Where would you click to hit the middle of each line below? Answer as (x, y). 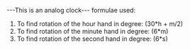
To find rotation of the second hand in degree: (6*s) (92, 39)
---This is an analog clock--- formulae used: (71, 10)
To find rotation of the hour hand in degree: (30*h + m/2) (100, 24)
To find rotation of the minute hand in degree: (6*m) (93, 31)
